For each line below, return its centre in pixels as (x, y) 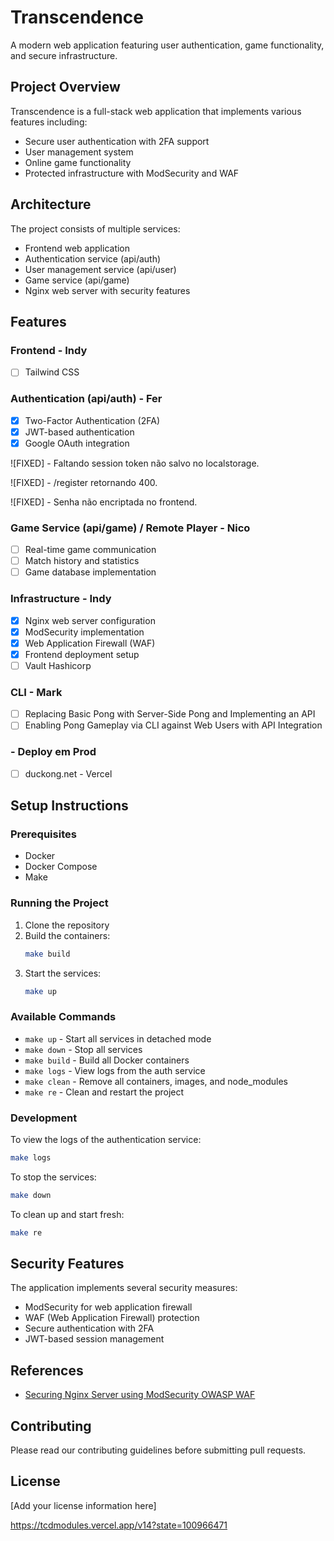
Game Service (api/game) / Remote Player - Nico (130, 528)
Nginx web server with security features (107, 290)
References (47, 1370)
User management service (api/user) (100, 269)
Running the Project (59, 903)
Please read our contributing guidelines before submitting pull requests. (158, 1450)
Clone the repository (67, 925)
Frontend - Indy (49, 350)
